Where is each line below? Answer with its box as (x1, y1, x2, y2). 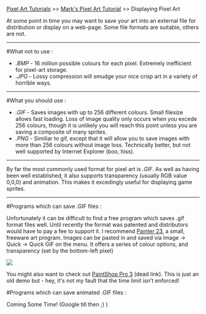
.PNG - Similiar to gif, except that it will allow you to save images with (15, 135, 190, 142)
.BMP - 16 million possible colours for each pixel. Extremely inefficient (15, 59, 192, 67)
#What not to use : (6, 48, 53, 55)
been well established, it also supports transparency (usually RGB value (6, 172, 187, 179)
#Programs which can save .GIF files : (6, 202, 102, 210)
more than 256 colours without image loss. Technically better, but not (15, 141, 191, 148)
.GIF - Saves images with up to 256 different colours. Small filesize (15, 109, 183, 116)
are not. (6, 30, 26, 37)
